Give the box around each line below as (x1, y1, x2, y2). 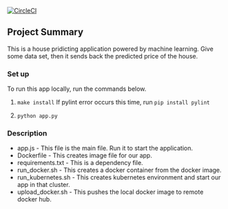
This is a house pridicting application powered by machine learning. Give (7, 45, 214, 53)
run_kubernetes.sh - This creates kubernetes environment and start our (17, 173, 221, 181)
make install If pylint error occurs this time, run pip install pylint (17, 98, 210, 107)
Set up (7, 69, 30, 78)
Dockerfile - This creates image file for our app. (17, 151, 153, 159)
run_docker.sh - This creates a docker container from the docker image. (17, 166, 222, 175)
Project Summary (7, 26, 84, 38)
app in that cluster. (17, 181, 70, 189)
